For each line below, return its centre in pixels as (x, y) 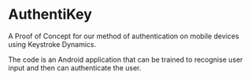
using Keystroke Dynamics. (52, 44)
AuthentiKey (50, 14)
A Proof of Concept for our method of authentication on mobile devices (124, 36)
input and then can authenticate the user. (75, 67)
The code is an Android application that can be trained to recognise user (125, 59)
